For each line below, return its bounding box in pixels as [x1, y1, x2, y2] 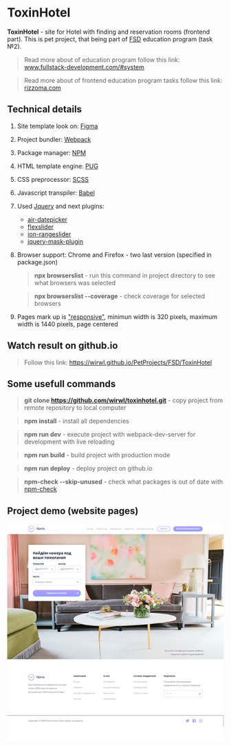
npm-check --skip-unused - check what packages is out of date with [23, 477, 223, 486]
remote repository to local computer [23, 404, 126, 412]
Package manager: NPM [16, 148, 87, 156]
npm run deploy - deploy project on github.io [23, 464, 153, 473]
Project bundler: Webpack [16, 135, 91, 143]
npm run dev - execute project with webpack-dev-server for [23, 431, 196, 439]
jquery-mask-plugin [27, 237, 84, 245]
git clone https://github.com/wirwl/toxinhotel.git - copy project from [23, 396, 223, 404]
